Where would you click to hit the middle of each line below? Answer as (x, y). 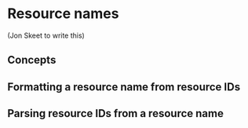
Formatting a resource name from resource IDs (124, 87)
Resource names (63, 14)
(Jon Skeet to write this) (46, 35)
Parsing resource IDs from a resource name (116, 113)
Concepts (32, 60)
